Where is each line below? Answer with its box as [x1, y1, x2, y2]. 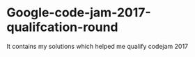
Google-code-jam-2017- [6, 5, 151, 21]
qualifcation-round [6, 19, 119, 35]
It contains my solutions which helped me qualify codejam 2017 [6, 42, 189, 50]
